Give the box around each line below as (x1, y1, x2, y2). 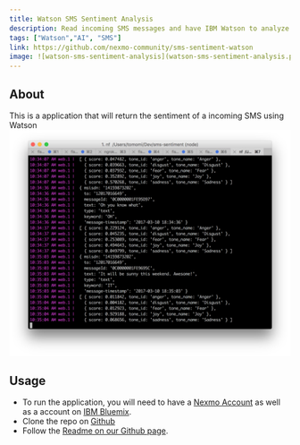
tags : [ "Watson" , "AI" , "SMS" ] (9, 33, 122, 42)
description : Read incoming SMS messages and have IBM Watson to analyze (9, 23, 290, 33)
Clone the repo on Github (21, 416, 116, 427)
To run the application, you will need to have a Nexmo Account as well (21, 397, 281, 407)
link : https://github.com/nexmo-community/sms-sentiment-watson (9, 43, 254, 52)
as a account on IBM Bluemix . (21, 406, 132, 417)
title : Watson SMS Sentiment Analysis (9, 14, 154, 23)
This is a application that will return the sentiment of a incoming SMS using (9, 110, 284, 121)
